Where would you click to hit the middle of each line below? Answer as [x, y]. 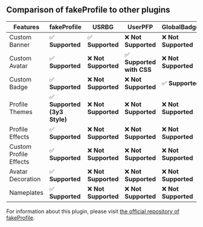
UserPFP [140, 27]
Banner [20, 45]
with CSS [138, 69]
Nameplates [26, 193]
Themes [21, 112]
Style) [58, 119]
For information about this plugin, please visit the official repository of [93, 211]
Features [26, 27]
